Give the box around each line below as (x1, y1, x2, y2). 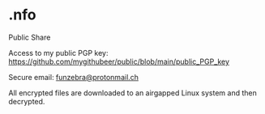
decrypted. (8, 96, 45, 106)
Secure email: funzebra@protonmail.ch (8, 72, 139, 82)
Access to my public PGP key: (8, 48, 109, 57)
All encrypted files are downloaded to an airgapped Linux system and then (8, 87, 257, 98)
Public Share (8, 32, 51, 42)
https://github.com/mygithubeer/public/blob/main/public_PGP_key (8, 57, 229, 66)
